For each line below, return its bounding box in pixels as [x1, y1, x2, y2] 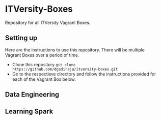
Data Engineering [5, 91, 59, 99]
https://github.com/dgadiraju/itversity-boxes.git [12, 67, 118, 72]
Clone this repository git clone [12, 61, 76, 67]
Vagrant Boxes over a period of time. [5, 52, 80, 58]
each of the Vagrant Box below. [12, 76, 76, 82]
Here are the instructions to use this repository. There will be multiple [5, 47, 145, 52]
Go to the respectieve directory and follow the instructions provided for [12, 71, 156, 77]
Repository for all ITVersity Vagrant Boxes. [5, 20, 91, 25]
